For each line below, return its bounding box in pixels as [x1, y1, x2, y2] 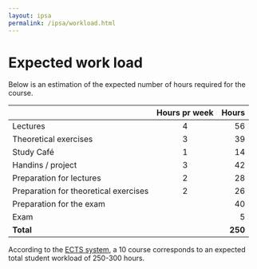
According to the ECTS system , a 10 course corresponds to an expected [8, 245, 246, 255]
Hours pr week [156, 107, 214, 118]
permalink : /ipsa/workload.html [8, 19, 116, 27]
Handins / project [12, 160, 77, 171]
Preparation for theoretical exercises [12, 185, 149, 196]
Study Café [12, 147, 54, 158]
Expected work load [8, 53, 144, 72]
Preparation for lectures [12, 172, 101, 184]
